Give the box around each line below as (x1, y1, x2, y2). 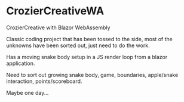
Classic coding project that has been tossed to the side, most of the (6, 35, 173, 42)
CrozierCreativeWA (6, 4, 105, 18)
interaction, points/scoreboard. (6, 78, 82, 85)
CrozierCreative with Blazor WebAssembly (6, 24, 111, 31)
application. (6, 60, 35, 67)
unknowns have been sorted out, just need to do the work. (6, 42, 151, 49)
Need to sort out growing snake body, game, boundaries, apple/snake (6, 71, 179, 78)
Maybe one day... (6, 89, 49, 96)
